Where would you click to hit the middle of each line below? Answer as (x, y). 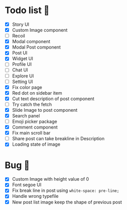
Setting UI (23, 81)
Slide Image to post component (45, 110)
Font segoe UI (27, 185)
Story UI (21, 24)
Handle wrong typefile (35, 196)
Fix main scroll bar (31, 133)
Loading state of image (36, 144)
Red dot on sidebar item (37, 93)
